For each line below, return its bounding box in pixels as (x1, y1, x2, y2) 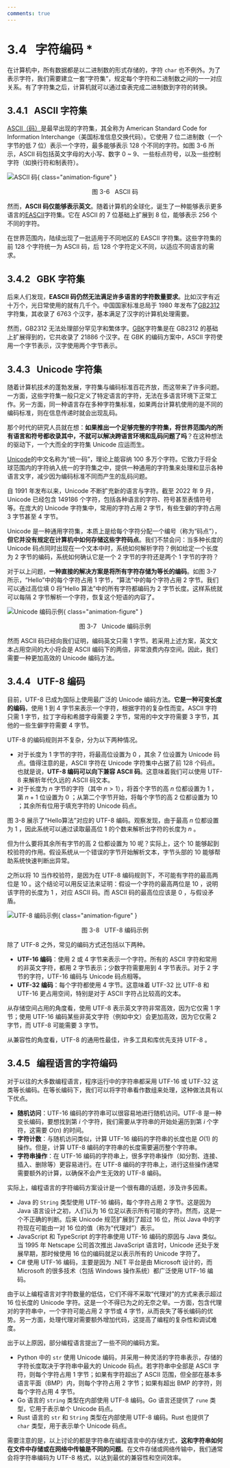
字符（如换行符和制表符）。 (7, 158, 82, 167)
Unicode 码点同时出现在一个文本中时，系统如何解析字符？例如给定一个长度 (7, 544, 219, 552)
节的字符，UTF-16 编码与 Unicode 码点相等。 (16, 972, 145, 980)
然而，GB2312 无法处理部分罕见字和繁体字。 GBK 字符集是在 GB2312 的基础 (7, 324, 218, 333)
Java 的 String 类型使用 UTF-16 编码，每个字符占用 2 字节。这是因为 (16, 1198, 212, 1206)
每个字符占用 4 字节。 (16, 1387, 79, 1395)
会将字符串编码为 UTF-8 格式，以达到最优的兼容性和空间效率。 (7, 1453, 185, 1461)
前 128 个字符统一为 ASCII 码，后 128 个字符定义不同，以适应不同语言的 (7, 243, 209, 251)
